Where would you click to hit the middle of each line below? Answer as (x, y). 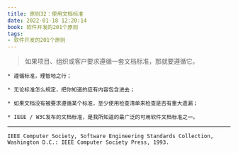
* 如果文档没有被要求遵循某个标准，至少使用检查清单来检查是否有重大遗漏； (103, 103)
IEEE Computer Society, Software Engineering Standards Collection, (110, 136)
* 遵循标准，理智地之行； (40, 76)
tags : (15, 34)
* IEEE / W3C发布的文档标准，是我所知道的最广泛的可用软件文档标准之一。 (103, 118)
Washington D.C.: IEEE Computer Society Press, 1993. (89, 142)
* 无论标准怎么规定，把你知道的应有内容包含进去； (71, 90)
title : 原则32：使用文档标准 (45, 14)
